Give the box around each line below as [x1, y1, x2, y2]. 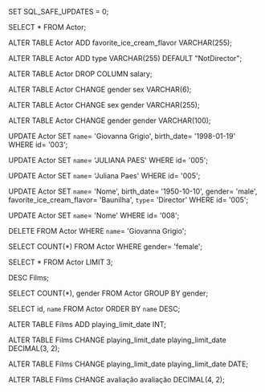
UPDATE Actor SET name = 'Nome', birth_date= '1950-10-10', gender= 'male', [8, 186, 258, 196]
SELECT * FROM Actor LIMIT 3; [8, 257, 114, 267]
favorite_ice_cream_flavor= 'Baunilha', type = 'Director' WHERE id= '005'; [8, 195, 249, 204]
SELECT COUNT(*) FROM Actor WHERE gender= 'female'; [8, 242, 203, 251]
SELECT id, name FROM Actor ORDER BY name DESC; [8, 304, 181, 313]
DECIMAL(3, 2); [8, 344, 60, 353]
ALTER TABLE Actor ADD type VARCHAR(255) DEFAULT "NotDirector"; [8, 54, 243, 63]
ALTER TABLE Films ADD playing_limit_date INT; [8, 320, 167, 329]
